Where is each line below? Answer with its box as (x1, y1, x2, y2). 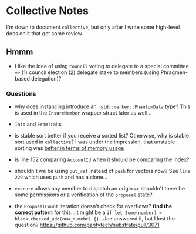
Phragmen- (160, 69, 188, 76)
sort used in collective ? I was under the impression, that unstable (14, 138, 175, 145)
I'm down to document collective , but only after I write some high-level (6, 24, 180, 31)
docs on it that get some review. (6, 29, 84, 36)
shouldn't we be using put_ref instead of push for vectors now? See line (14, 168, 191, 175)
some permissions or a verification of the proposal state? (14, 191, 153, 198)
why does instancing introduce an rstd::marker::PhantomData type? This (14, 103, 191, 110)
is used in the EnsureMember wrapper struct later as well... (14, 109, 152, 116)
